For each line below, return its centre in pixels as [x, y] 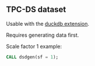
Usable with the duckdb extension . [47, 23]
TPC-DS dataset [36, 10]
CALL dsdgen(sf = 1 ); [32, 57]
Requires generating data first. [43, 35]
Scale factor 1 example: [34, 46]
